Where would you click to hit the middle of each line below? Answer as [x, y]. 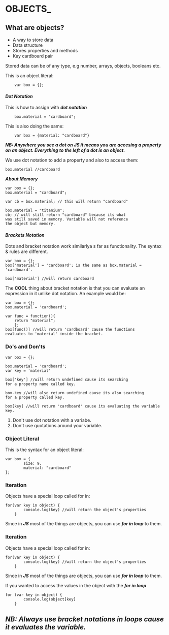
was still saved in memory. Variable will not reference [67, 219]
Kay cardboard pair [33, 56]
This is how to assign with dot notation [46, 108]
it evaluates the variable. [46, 627]
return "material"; [35, 321]
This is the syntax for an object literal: [44, 450]
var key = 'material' [28, 371]
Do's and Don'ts [25, 347]
